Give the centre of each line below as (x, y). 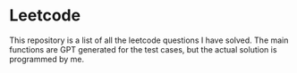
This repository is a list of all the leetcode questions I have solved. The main (149, 40)
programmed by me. (47, 59)
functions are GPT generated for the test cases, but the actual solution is (143, 49)
